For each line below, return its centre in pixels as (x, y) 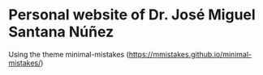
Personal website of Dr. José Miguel (132, 15)
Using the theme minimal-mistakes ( (69, 54)
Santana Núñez (61, 32)
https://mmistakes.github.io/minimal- (190, 54)
